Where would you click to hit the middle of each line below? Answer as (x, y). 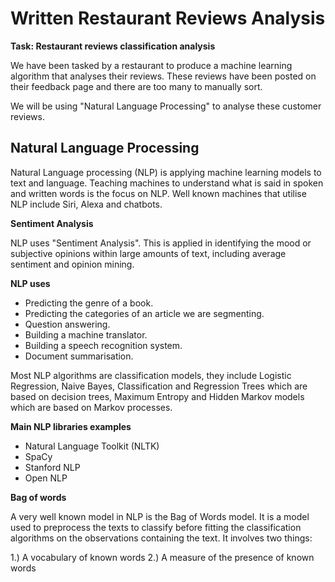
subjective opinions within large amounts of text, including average (148, 253)
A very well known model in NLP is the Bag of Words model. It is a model (160, 516)
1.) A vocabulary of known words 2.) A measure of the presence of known (162, 557)
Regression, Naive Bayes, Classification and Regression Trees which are (159, 386)
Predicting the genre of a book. (89, 303)
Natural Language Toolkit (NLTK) (92, 446)
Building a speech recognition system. (103, 345)
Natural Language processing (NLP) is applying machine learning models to (166, 172)
